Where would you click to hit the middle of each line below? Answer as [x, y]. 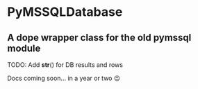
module [24, 48]
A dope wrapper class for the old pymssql [99, 38]
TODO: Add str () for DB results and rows [65, 65]
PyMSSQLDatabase [65, 12]
